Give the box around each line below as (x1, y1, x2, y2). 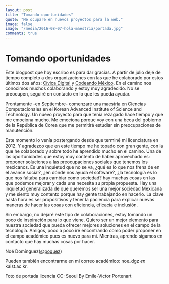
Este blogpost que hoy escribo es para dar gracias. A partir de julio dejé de (5, 69, 161, 75)
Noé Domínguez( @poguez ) (5, 248, 62, 254)
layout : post (5, 7, 33, 13)
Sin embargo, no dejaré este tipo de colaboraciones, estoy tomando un (5, 211, 153, 217)
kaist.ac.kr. (5, 263, 28, 269)
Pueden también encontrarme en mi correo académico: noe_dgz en (5, 258, 146, 264)
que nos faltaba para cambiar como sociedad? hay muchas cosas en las (5, 175, 155, 181)
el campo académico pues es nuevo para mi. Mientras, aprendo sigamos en (5, 233, 163, 239)
